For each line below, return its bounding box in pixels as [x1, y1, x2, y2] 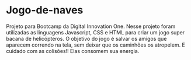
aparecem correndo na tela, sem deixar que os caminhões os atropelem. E [6, 41, 186, 48]
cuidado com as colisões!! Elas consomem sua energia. [6, 47, 140, 54]
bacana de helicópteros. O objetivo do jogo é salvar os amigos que [6, 35, 167, 42]
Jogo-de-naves [6, 3, 84, 17]
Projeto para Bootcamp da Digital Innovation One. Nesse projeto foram [6, 23, 176, 30]
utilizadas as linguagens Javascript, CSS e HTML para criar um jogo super [6, 29, 185, 36]
